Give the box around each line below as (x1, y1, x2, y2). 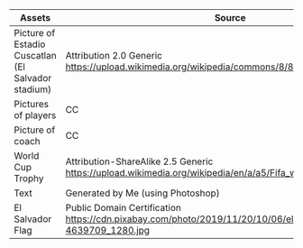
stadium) (14, 83, 52, 96)
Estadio (14, 38, 46, 51)
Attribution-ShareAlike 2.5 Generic (65, 155, 214, 168)
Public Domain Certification (65, 202, 182, 214)
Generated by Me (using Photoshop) (65, 187, 220, 199)
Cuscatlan (14, 50, 57, 61)
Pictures (14, 98, 50, 110)
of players (14, 109, 57, 121)
